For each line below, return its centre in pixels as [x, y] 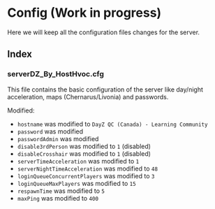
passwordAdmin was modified [58, 138]
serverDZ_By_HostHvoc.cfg [56, 74]
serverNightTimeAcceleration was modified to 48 [88, 168]
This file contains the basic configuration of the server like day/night [105, 89]
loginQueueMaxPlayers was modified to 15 [76, 183]
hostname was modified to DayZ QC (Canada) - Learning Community [112, 124]
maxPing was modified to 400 [58, 198]
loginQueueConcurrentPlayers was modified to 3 [86, 175]
